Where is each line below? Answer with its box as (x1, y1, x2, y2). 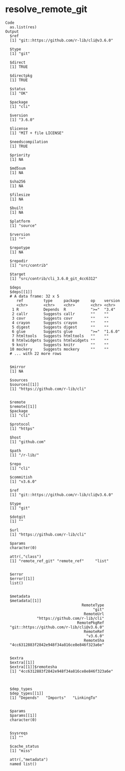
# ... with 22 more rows (10, 351, 62, 356)
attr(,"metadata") (10, 757, 49, 762)
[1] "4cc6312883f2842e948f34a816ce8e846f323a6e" (10, 669, 113, 674)
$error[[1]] (10, 576, 35, 581)
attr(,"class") (10, 554, 42, 559)
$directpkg (10, 73, 33, 78)
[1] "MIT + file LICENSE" (10, 130, 64, 136)
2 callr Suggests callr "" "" (12, 311, 109, 316)
